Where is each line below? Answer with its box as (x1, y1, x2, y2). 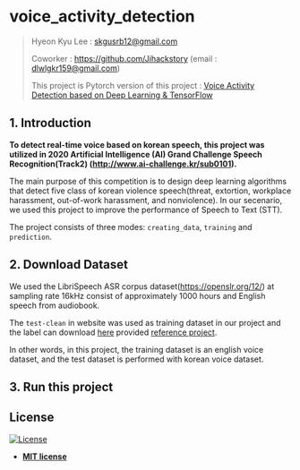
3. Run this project (9, 379, 114, 395)
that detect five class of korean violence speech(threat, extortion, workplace (9, 185, 292, 196)
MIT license (21, 450, 67, 462)
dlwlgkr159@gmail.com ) (30, 63, 121, 73)
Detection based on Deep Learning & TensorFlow (30, 90, 213, 100)
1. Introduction (9, 115, 91, 131)
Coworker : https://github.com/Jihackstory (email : (30, 53, 218, 64)
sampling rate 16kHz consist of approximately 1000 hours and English (9, 290, 266, 301)
